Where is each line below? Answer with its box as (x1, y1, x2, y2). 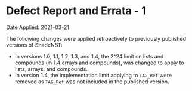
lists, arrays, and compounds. (14, 65, 88, 72)
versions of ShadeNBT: (6, 41, 63, 48)
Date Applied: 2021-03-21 (6, 24, 70, 31)
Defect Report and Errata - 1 (6, 4, 146, 18)
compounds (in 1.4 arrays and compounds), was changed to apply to (14, 59, 184, 66)
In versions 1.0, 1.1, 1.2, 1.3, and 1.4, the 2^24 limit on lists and (14, 53, 164, 60)
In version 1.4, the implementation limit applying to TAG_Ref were (14, 71, 172, 79)
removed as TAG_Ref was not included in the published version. (14, 78, 169, 85)
